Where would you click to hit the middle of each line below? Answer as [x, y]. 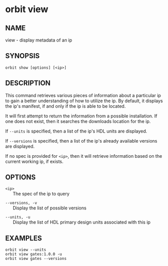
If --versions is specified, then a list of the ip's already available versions [81, 141]
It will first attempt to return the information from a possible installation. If [81, 116]
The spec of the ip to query [41, 194]
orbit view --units [26, 250]
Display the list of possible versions [50, 208]
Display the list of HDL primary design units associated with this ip [81, 222]
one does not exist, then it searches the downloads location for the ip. [78, 121]
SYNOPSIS [23, 56]
